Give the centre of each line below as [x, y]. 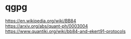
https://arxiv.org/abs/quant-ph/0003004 [47, 26]
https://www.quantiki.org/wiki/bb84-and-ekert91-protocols [65, 31]
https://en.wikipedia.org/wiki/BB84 [41, 21]
